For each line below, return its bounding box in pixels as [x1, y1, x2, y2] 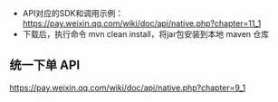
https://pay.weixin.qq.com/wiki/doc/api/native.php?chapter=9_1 [9, 82, 246, 93]
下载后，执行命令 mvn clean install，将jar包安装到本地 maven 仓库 [22, 29, 270, 39]
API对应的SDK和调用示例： [22, 8, 124, 18]
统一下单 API [9, 58, 81, 73]
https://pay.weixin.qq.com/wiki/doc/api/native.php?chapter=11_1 [22, 18, 262, 29]
